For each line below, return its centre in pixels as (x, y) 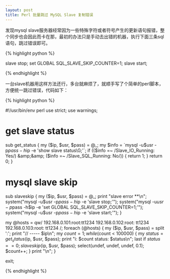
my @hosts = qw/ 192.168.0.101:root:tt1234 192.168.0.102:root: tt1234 (77, 223)
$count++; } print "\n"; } (31, 251)
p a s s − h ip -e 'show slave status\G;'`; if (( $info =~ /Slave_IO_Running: (81, 151)
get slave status (40, 131)
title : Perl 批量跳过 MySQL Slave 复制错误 (49, 15)
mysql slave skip (41, 182)
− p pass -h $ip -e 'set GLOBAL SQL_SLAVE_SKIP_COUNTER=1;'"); (74, 207)
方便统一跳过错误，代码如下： (37, 90)
